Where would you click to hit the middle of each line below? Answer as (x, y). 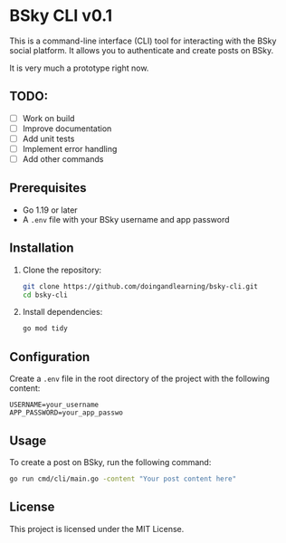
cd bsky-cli (45, 295)
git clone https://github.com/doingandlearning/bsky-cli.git (140, 286)
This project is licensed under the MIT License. (97, 529)
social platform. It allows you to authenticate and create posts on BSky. (142, 50)
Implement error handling (70, 148)
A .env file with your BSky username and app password (126, 219)
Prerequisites (48, 188)
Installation (42, 248)
